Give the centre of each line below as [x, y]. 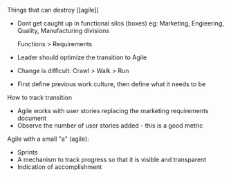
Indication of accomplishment [59, 167]
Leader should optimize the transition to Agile [82, 57]
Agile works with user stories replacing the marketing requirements [113, 111]
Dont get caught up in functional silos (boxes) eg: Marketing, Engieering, [121, 23]
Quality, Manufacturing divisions [63, 31]
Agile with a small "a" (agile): [48, 139]
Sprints [27, 152]
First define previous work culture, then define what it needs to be [111, 84]
